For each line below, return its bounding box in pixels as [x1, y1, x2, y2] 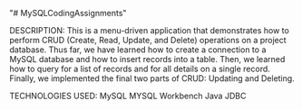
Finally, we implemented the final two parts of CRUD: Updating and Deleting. [9, 73, 295, 84]
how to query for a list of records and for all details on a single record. [9, 63, 270, 74]
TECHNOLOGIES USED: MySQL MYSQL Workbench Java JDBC [9, 90, 247, 101]
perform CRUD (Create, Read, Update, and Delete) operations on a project [9, 35, 287, 45]
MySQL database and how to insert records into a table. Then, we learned [9, 54, 286, 64]
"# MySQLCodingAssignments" [9, 8, 127, 18]
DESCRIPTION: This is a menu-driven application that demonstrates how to [9, 25, 290, 35]
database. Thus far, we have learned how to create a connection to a [9, 44, 267, 55]
